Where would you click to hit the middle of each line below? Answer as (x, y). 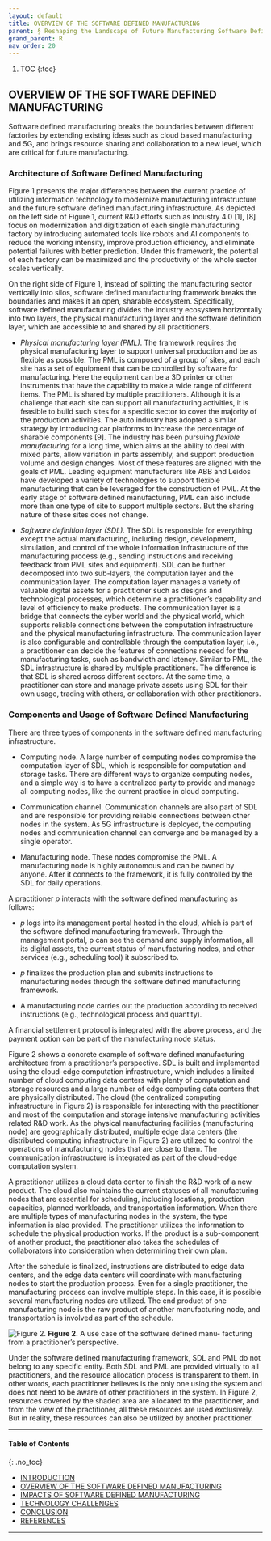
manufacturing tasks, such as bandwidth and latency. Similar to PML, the (141, 660)
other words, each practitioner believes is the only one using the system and (135, 1383)
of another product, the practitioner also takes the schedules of (114, 1242)
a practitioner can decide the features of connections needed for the (134, 651)
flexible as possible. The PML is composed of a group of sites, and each (140, 360)
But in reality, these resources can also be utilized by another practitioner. (131, 1418)
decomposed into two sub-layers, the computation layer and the (127, 573)
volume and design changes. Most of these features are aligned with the (140, 463)
